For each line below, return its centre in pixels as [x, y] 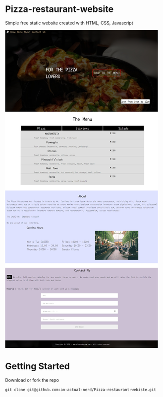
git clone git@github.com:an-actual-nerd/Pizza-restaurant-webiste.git [81, 390]
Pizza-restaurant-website [59, 9]
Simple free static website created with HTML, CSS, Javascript [69, 23]
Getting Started [38, 366]
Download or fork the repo [32, 380]
